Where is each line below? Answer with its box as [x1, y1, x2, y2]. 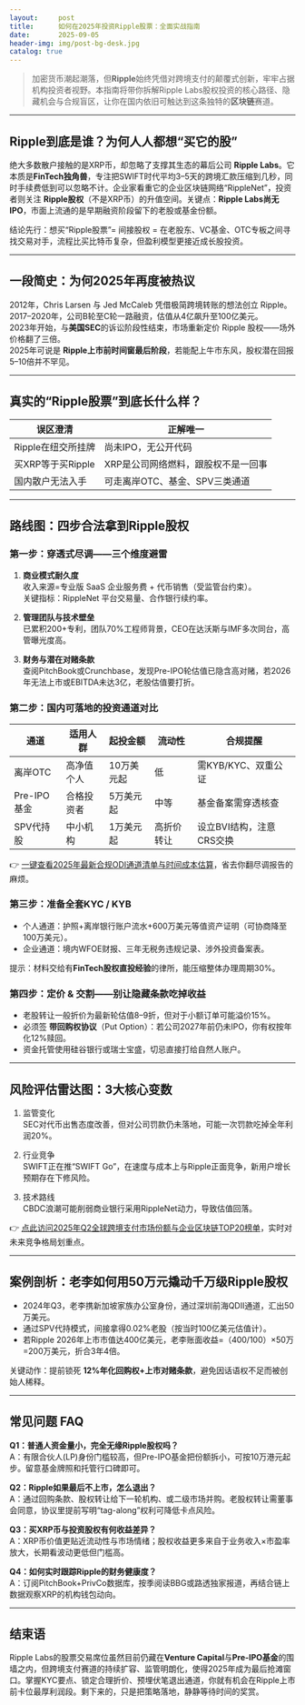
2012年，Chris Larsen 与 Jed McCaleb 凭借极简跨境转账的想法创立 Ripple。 [9, 299, 292, 310]
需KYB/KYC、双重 [196, 758, 274, 771]
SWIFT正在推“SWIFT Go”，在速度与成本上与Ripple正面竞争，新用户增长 [22, 1160, 291, 1171]
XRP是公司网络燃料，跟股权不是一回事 [103, 457, 268, 470]
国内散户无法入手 [14, 475, 88, 487]
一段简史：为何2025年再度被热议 [9, 274, 195, 289]
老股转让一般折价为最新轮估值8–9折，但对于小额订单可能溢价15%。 [22, 1010, 275, 1021]
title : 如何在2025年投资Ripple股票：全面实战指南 [9, 22, 201, 31]
